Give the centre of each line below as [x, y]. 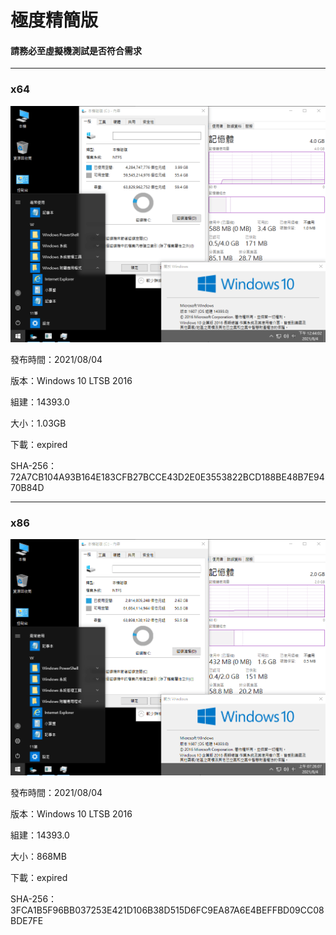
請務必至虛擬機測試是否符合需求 [76, 50]
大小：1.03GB [38, 423]
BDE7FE [27, 921]
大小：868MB [38, 857]
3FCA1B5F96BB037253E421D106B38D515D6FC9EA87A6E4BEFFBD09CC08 [167, 910]
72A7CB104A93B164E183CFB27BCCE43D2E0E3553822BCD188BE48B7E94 [167, 477]
